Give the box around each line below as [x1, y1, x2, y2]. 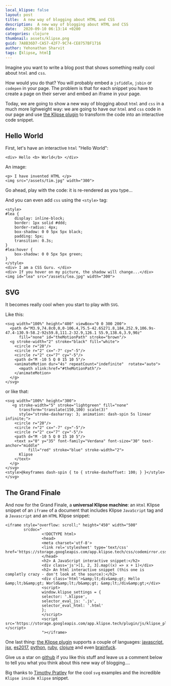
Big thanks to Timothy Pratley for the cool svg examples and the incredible [5, 669, 161, 675]
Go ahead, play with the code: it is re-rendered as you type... [5, 187, 133, 193]
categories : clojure [5, 31, 49, 36]
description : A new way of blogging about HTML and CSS [5, 21, 129, 27]
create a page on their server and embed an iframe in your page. [5, 90, 141, 97]
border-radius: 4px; [14, 225, 58, 230]
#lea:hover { [5, 247, 33, 253]
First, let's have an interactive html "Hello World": [5, 145, 108, 151]
